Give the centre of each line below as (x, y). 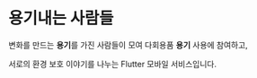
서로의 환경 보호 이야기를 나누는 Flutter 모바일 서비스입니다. (113, 64)
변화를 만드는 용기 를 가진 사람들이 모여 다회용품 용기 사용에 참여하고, (128, 45)
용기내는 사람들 (61, 18)
